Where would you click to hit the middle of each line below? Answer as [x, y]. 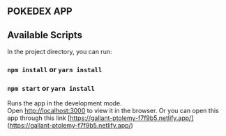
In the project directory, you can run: [60, 52]
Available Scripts [45, 35]
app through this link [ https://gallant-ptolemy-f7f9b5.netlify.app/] [100, 118]
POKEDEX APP [40, 11]
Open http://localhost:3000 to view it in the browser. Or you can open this [113, 111]
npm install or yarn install [55, 70]
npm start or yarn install [51, 88]
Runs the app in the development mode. [65, 103]
